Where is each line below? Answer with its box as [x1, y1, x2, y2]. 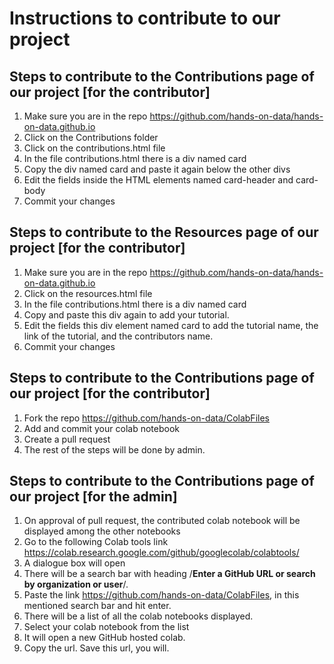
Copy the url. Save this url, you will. [23, 642, 170, 654]
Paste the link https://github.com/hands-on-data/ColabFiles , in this [23, 589, 300, 601]
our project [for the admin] [9, 488, 178, 506]
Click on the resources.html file [23, 287, 153, 299]
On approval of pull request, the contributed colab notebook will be [23, 515, 301, 527]
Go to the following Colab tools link [23, 536, 169, 548]
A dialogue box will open [23, 557, 126, 569]
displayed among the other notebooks [23, 525, 181, 537]
